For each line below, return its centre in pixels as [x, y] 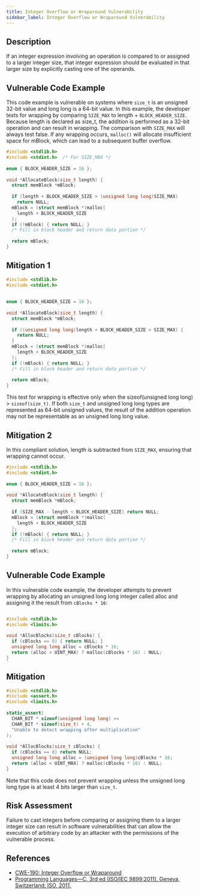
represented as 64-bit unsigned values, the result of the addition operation [98, 410]
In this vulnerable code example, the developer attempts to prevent [89, 589]
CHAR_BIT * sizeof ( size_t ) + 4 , [52, 724]
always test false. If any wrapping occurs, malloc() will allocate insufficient [99, 134]
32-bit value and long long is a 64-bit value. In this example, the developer [98, 109]
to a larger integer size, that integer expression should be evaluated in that [98, 63]
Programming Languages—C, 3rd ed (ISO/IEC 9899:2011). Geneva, [97, 879]
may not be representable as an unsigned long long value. [78, 416]
